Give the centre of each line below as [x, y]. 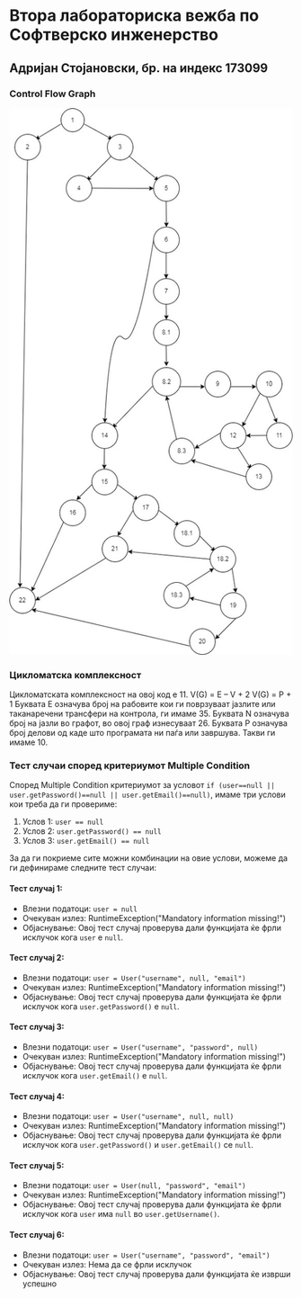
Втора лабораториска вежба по [134, 16]
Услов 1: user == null [63, 822]
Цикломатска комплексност [75, 675]
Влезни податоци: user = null [80, 909]
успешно [39, 1284]
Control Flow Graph [53, 94]
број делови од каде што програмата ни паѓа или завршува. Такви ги [142, 733]
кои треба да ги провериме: [63, 804]
